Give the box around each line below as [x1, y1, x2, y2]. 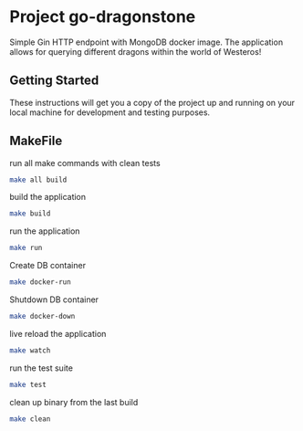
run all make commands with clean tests [9, 157, 162, 168]
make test [9, 380, 47, 389]
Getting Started [9, 73, 99, 89]
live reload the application [9, 328, 107, 339]
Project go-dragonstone [9, 6, 196, 27]
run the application [9, 226, 80, 237]
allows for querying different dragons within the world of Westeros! [9, 46, 262, 57]
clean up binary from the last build [9, 396, 139, 407]
